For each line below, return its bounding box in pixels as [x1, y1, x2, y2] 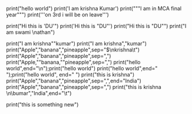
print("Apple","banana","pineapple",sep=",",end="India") [6, 77, 141, 84]
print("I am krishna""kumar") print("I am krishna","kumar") [6, 40, 147, 47]
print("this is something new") [6, 101, 79, 108]
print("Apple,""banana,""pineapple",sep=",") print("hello [6, 58, 141, 65]
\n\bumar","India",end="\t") [6, 90, 72, 96]
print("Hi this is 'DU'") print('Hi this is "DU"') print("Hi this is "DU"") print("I [6, 23, 187, 29]
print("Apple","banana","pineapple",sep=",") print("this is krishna [6, 84, 162, 90]
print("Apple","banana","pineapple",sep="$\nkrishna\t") [6, 46, 140, 53]
